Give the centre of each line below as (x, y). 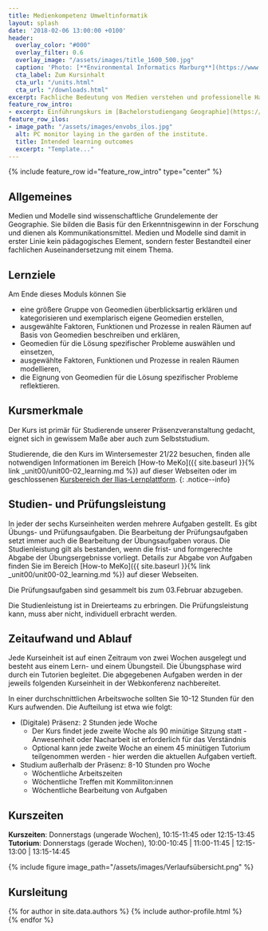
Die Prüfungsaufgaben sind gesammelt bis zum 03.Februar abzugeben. (126, 590)
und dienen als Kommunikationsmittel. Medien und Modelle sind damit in (127, 233)
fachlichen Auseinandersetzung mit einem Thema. (91, 250)
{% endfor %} (31, 920)
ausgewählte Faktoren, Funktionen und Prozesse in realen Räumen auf (136, 326)
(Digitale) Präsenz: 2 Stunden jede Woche (89, 723)
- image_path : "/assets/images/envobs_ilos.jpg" (91, 127)
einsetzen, (37, 352)
